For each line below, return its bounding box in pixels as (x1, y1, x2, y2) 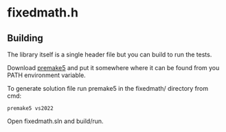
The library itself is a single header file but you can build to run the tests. (7, 50, 212, 58)
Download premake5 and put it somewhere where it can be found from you (7, 64, 220, 71)
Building (7, 32, 43, 44)
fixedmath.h (7, 5, 79, 21)
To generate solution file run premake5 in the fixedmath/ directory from (7, 85, 208, 92)
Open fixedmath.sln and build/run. (7, 117, 104, 125)
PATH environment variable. (7, 71, 86, 79)
